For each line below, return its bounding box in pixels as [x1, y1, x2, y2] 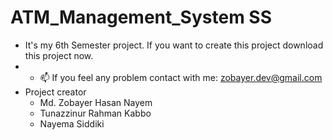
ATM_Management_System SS [10, 6, 273, 29]
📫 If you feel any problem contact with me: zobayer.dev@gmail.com [39, 71, 323, 83]
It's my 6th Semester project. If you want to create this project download [24, 39, 324, 51]
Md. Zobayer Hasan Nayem [39, 96, 153, 108]
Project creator [24, 86, 87, 98]
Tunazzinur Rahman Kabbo [39, 107, 152, 119]
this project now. [24, 49, 94, 61]
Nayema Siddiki [39, 117, 105, 130]
